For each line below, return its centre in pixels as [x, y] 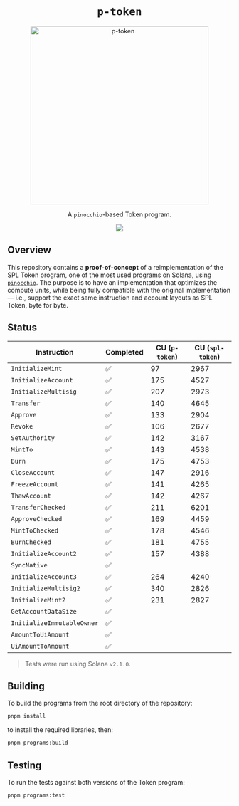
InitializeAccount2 [44, 554]
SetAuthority [33, 438]
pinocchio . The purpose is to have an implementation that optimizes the [112, 282]
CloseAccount [33, 472]
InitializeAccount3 [44, 577]
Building [26, 686]
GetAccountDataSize [44, 611]
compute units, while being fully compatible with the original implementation [119, 290]
